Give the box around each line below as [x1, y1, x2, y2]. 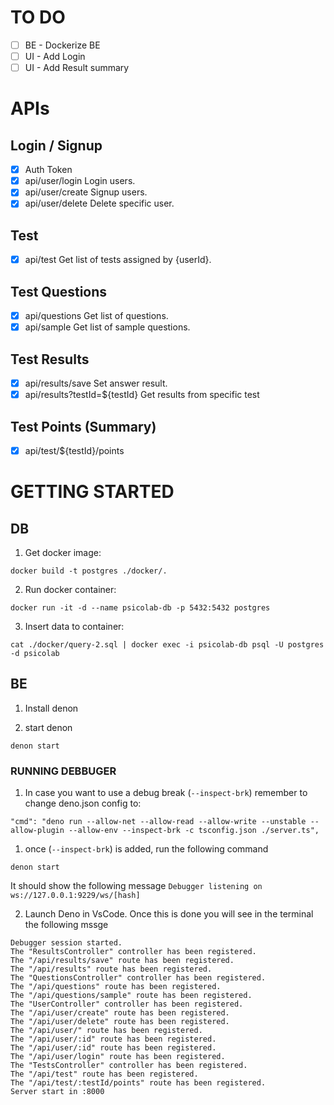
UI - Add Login [24, 51, 86, 62]
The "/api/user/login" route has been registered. [10, 1052, 226, 1062]
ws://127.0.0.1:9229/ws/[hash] [10, 891, 141, 901]
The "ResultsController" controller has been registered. [10, 947, 257, 957]
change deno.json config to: [24, 797, 142, 810]
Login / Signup [10, 137, 103, 154]
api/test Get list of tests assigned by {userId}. [24, 254, 212, 266]
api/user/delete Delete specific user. [24, 197, 175, 210]
